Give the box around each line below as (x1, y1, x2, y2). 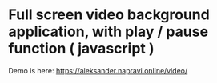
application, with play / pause (8, 22, 209, 41)
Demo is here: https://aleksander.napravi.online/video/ (8, 65, 188, 75)
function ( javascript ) (8, 40, 155, 57)
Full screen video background (8, 6, 210, 24)
